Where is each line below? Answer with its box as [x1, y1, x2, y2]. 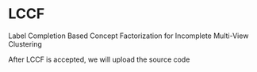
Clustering [8, 39, 42, 48]
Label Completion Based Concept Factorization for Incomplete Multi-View [8, 31, 249, 40]
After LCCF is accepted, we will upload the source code [8, 55, 190, 64]
